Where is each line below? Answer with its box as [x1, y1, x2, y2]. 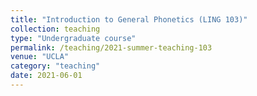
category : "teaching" [10, 61, 101, 71]
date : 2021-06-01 [10, 71, 83, 81]
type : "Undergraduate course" [10, 33, 137, 43]
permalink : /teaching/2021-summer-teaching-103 [10, 42, 213, 53]
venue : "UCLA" [10, 52, 70, 62]
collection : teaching [10, 24, 101, 34]
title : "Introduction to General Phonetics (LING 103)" [10, 14, 248, 25]
